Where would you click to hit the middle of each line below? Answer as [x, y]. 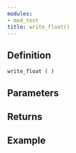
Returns [25, 117]
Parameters [33, 93]
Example [26, 141]
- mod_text [23, 20]
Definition [29, 55]
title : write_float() [39, 27]
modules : [20, 14]
